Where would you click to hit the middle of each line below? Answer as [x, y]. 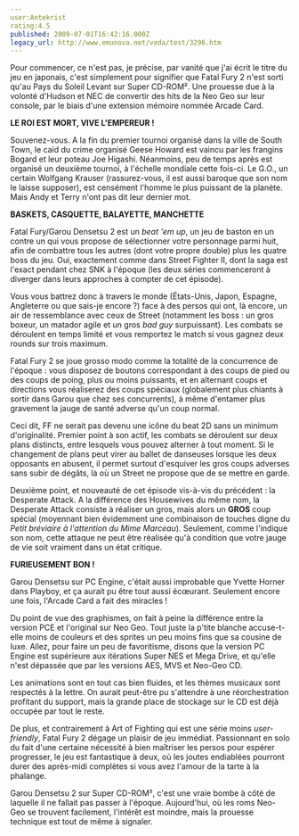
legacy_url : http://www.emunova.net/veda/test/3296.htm [116, 42]
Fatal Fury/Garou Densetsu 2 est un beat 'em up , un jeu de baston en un [142, 232]
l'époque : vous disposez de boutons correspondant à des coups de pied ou [150, 370]
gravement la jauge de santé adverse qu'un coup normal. [115, 409]
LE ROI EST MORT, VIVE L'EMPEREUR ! [82, 123]
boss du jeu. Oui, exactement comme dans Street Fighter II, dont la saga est [149, 261]
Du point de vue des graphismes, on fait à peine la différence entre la [137, 618]
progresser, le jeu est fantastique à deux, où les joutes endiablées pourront [148, 757]
